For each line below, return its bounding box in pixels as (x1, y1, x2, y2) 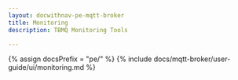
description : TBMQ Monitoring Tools (8, 26, 128, 34)
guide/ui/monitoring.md (8, 63, 85, 72)
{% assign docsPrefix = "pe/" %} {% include (8, 54, 152, 64)
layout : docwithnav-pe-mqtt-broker (8, 11, 125, 20)
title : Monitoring (8, 19, 68, 27)
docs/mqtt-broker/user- (153, 54, 231, 64)
